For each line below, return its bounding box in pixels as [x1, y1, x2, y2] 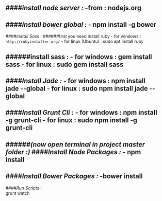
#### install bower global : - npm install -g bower [5, 20, 157, 29]
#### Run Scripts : [5, 185, 42, 191]
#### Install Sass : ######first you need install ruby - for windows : [5, 34, 141, 39]
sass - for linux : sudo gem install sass [5, 60, 124, 69]
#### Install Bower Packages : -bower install [5, 172, 143, 181]
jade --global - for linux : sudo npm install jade [5, 84, 148, 92]
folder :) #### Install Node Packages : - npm [5, 148, 141, 156]
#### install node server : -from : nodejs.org [5, 4, 142, 12]
